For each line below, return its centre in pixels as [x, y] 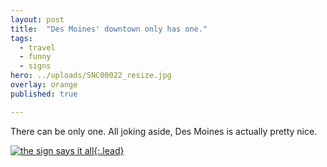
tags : [21, 38]
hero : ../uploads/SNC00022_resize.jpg [91, 76]
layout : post [37, 19]
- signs [35, 66]
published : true [44, 94]
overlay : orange [44, 85]
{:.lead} [109, 150]
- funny [35, 57]
